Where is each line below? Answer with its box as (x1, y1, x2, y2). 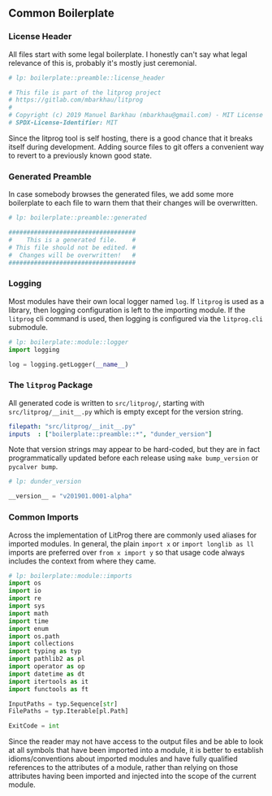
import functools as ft (8, 685, 89, 694)
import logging (8, 346, 60, 354)
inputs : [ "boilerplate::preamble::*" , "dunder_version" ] (8, 430, 213, 438)
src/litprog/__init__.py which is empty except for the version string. (8, 407, 244, 416)
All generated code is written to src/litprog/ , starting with (8, 398, 205, 407)
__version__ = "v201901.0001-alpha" (8, 492, 132, 501)
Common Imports (8, 511, 79, 523)
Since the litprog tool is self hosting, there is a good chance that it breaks (8, 133, 253, 143)
